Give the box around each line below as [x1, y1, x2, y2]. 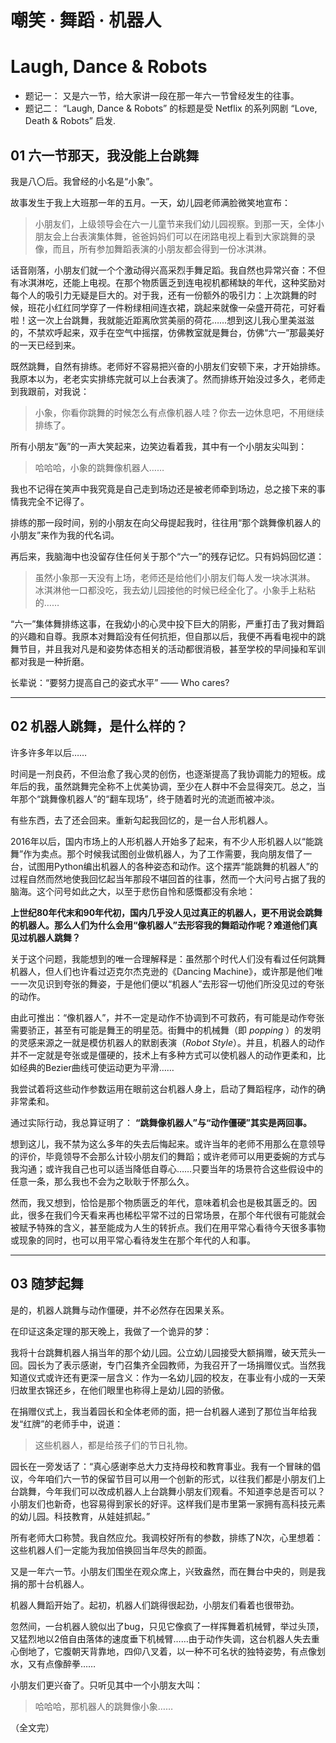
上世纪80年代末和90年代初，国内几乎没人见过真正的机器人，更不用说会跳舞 [10, 906, 323, 918]
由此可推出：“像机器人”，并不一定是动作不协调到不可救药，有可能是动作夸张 [10, 1011, 325, 1023]
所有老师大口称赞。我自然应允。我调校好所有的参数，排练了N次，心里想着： [10, 1531, 324, 1543]
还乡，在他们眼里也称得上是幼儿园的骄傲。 [53, 1384, 230, 1396]
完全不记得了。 [27, 495, 90, 507]
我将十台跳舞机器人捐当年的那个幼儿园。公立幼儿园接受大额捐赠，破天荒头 [10, 1346, 317, 1358]
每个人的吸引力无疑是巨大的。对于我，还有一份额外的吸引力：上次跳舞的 [10, 289, 308, 301]
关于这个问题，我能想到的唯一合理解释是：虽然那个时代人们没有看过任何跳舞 [10, 952, 326, 965]
